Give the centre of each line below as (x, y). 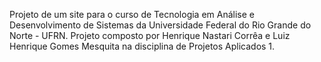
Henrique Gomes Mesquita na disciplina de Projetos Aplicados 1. (142, 46)
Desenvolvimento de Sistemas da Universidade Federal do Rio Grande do (160, 25)
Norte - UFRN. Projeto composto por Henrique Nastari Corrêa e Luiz (150, 35)
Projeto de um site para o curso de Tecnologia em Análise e (132, 14)
